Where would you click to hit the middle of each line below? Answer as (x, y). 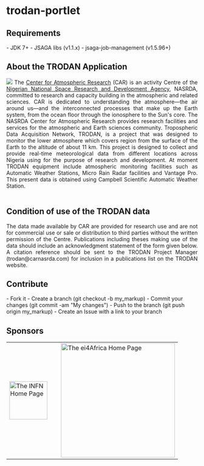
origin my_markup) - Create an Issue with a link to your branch (84, 312)
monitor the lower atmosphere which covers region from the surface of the (102, 140)
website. (17, 265)
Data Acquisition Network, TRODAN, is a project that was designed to (102, 134)
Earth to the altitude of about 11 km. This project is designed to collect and (102, 147)
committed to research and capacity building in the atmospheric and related (102, 95)
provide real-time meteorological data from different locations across (102, 154)
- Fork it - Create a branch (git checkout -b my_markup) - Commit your (95, 298)
